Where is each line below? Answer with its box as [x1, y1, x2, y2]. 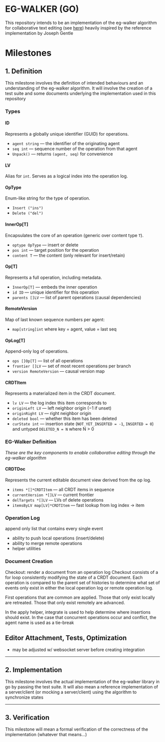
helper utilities [12, 546, 41, 552]
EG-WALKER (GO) [5, 3, 80, 15]
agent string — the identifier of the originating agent [12, 141, 120, 147]
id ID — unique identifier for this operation [12, 289, 99, 295]
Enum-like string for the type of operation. [5, 195, 90, 201]
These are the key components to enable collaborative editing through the [5, 449, 156, 455]
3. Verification [5, 713, 50, 721]
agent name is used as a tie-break [5, 620, 74, 625]
